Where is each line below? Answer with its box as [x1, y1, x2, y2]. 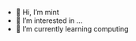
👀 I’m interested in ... [15, 16, 83, 25]
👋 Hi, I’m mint [15, 8, 59, 17]
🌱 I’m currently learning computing [15, 24, 129, 33]
